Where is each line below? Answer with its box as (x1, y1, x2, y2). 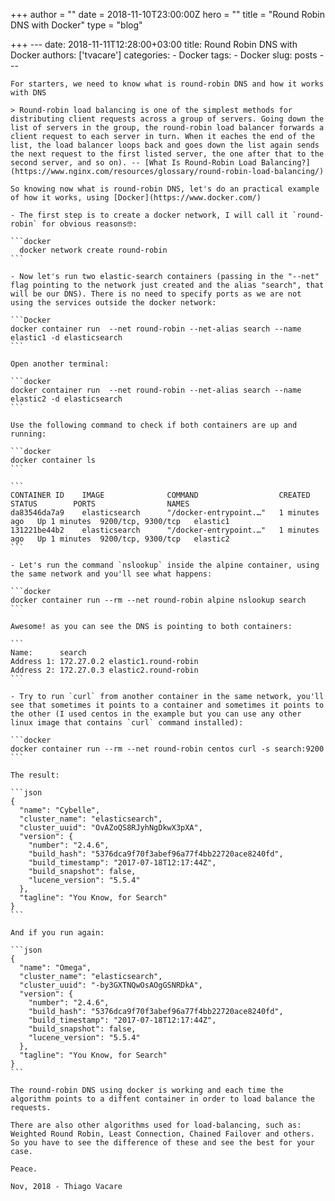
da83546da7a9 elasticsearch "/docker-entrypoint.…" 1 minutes (10, 508, 320, 518)
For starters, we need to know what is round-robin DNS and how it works (10, 79, 325, 89)
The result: (10, 770, 60, 780)
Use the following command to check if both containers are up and (10, 420, 298, 430)
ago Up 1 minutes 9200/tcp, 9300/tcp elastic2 (10, 534, 230, 544)
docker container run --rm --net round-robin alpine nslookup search (10, 595, 307, 605)
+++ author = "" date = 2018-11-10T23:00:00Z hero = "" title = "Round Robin (10, 9, 326, 20)
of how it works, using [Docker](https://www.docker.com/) (10, 193, 262, 203)
